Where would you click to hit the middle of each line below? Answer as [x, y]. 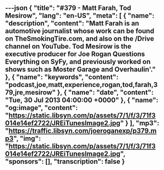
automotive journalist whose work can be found [80, 31]
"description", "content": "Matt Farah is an [72, 23]
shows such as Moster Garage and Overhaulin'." [81, 70]
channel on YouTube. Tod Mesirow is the [68, 46]
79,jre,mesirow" [30, 93]
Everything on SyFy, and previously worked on [78, 62]
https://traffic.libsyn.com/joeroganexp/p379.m [83, 131]
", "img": [27, 139]
